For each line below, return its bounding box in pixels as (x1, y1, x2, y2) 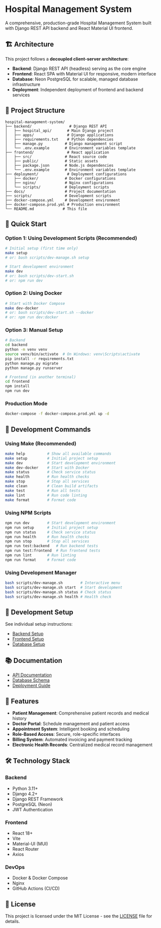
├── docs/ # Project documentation (5, 189, 116, 194)
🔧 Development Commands (5, 425, 91, 433)
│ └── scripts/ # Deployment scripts (5, 185, 110, 190)
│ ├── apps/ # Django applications (5, 133, 114, 138)
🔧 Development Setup (5, 608, 74, 616)
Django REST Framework (12, 796, 63, 802)
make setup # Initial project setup (5, 456, 98, 461)
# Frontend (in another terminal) (5, 374, 77, 379)
